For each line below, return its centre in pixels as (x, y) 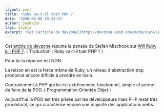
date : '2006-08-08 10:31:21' (35, 19)
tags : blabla (18, 28)
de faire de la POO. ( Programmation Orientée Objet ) (58, 90)
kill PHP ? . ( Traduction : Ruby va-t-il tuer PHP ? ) (54, 51)
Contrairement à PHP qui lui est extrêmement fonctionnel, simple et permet (81, 85)
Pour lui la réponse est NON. (34, 61)
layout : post (18, 9)
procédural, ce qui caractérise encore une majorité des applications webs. (80, 104)
